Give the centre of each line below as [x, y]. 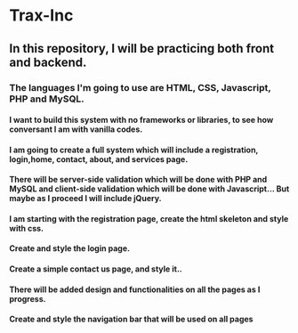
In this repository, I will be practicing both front [141, 49]
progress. [28, 298]
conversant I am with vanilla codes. [76, 129]
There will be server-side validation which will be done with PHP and [138, 180]
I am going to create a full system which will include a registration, [134, 150]
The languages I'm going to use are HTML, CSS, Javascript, [140, 87]
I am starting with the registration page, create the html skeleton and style [149, 218]
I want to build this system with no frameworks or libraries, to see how [141, 120]
